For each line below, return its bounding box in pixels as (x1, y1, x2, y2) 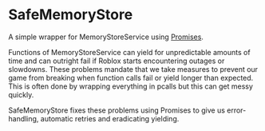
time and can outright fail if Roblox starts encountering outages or (8, 56, 225, 65)
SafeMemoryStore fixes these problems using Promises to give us (8, 105, 226, 115)
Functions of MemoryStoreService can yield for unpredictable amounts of (8, 47, 251, 57)
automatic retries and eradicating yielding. (40, 113, 180, 123)
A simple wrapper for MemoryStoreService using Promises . (8, 32, 204, 42)
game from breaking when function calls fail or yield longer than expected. (8, 73, 254, 82)
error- (226, 105, 247, 115)
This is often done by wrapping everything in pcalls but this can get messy (8, 81, 254, 91)
